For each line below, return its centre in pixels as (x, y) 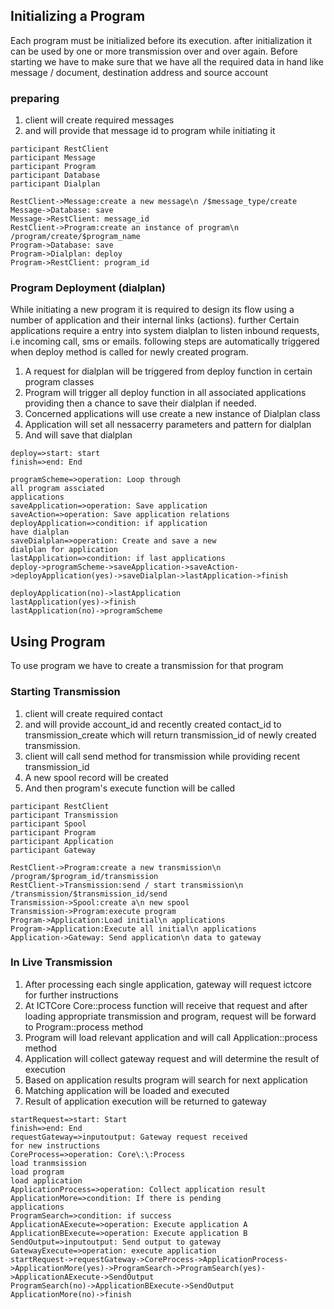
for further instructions (71, 995)
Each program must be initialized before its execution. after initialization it (161, 40)
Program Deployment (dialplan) (88, 288)
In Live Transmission (61, 962)
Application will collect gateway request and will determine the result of (172, 1058)
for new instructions (55, 1145)
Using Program (58, 641)
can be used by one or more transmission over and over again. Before (154, 51)
